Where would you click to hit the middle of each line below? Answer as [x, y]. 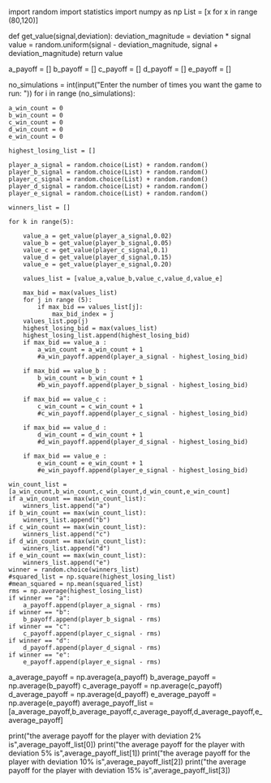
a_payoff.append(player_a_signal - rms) [92, 605]
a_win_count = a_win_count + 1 [90, 350]
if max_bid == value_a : [65, 342]
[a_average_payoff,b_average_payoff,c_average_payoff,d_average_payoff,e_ [135, 712]
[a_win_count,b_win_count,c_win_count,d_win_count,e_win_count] [119, 492]
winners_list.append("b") [67, 520]
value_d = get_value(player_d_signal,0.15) [98, 257]
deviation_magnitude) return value [66, 53]
